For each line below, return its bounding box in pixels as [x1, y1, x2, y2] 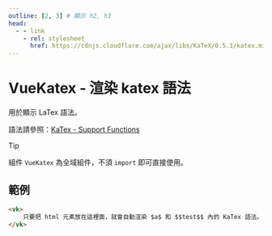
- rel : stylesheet [23, 34, 85, 43]
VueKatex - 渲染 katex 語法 [8, 79, 192, 98]
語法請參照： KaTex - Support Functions [8, 124, 140, 134]
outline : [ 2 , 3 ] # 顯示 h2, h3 [8, 11, 112, 20]
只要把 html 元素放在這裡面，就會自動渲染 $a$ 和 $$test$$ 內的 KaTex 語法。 [23, 213, 263, 221]
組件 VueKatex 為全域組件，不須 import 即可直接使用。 [8, 158, 188, 167]
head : [8, 19, 27, 27]
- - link [15, 27, 45, 35]
